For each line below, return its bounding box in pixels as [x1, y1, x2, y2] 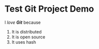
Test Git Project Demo [4, 3, 94, 15]
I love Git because [4, 19, 41, 25]
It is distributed [11, 29, 42, 34]
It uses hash [11, 39, 36, 45]
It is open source [11, 34, 46, 40]
